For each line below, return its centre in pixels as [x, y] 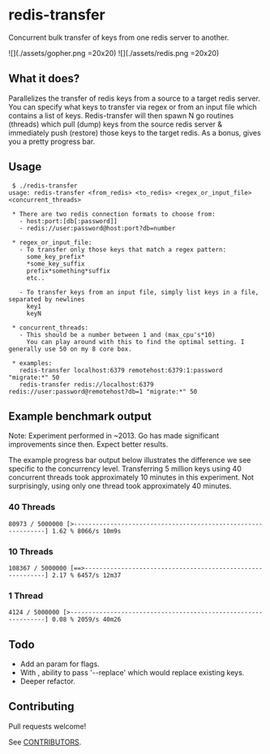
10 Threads [31, 551]
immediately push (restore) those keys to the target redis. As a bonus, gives [135, 132]
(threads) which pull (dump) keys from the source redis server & [116, 124]
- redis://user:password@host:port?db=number [97, 228]
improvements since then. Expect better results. [88, 445]
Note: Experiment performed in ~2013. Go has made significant [114, 436]
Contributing [41, 707]
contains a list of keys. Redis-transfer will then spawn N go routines [121, 115]
